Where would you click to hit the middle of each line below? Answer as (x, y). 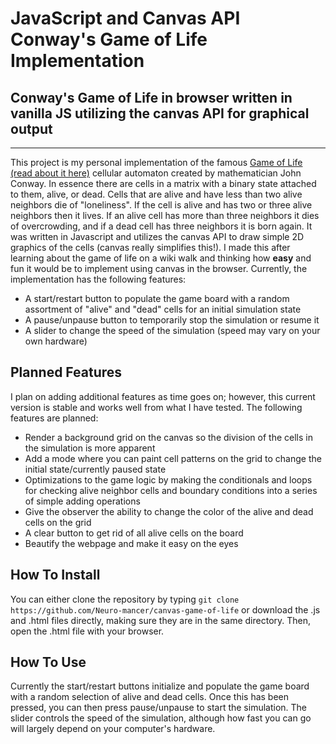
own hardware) (56, 341)
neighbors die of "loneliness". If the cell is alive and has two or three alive (161, 205)
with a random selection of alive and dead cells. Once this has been (150, 697)
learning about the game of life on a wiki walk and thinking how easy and (161, 258)
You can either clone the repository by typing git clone (125, 599)
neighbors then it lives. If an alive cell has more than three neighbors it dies (165, 215)
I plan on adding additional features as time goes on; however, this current (163, 396)
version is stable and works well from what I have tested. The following (156, 407)
